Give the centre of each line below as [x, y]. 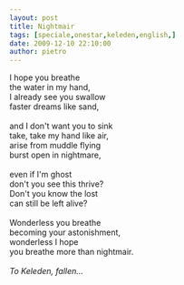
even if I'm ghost [41, 175]
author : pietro [38, 52]
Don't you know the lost [53, 194]
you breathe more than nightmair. [72, 252]
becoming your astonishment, [65, 232]
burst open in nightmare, [55, 155]
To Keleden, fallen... [47, 271]
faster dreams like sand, [54, 107]
